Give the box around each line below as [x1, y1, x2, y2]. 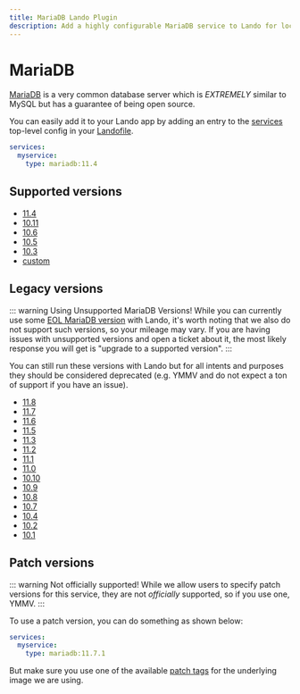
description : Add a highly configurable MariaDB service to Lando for [9, 21, 278, 30]
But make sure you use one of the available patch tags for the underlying [9, 665, 277, 676]
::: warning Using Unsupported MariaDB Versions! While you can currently [9, 305, 282, 315]
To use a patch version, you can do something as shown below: [9, 615, 244, 626]
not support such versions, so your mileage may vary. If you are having [9, 323, 271, 335]
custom [21, 255, 51, 266]
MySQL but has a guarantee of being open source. [9, 99, 196, 110]
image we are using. [9, 675, 84, 686]
